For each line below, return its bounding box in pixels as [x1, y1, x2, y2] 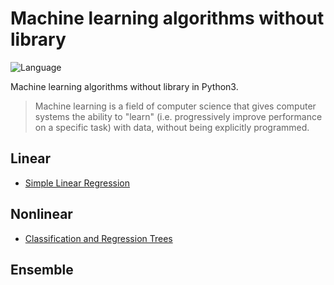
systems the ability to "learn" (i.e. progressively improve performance [34, 110, 323, 122]
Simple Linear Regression [24, 177, 131, 189]
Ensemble [10, 261, 74, 278]
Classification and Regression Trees [24, 232, 173, 244]
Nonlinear [10, 206, 73, 223]
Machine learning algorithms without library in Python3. [10, 80, 239, 92]
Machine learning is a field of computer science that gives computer [34, 100, 317, 112]
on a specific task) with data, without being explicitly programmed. [34, 121, 310, 133]
